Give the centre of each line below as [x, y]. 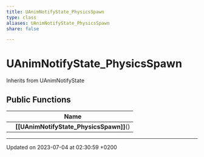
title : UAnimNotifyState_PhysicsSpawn [55, 12]
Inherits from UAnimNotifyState [46, 81]
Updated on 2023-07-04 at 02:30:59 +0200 [62, 147]
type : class [21, 18]
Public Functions [39, 99]
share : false [23, 29]
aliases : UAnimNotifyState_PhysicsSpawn [58, 23]
